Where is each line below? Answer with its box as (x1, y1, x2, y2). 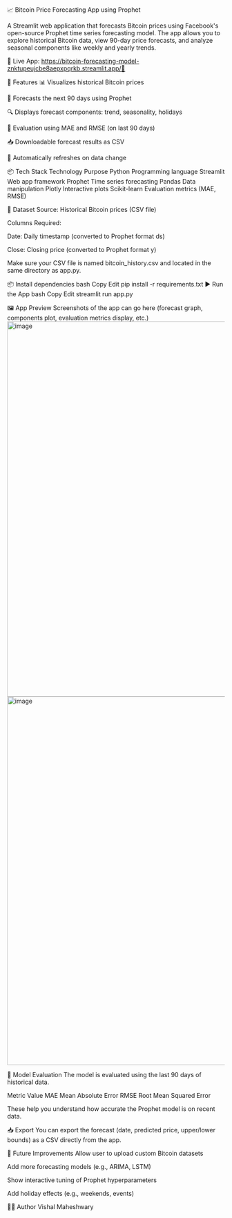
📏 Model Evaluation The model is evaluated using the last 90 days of (7, 1071, 202, 1079)
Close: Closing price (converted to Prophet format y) (7, 246, 157, 253)
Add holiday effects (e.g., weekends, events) (7, 1190, 135, 1197)
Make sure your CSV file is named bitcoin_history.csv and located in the (7, 259, 212, 267)
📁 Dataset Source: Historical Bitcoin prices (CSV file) (7, 206, 157, 213)
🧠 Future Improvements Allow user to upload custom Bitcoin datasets (7, 1149, 204, 1157)
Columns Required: (7, 219, 62, 226)
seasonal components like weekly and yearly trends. (7, 43, 157, 52)
